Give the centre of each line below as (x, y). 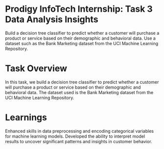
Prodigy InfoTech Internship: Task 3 (79, 9)
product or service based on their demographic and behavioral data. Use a (80, 38)
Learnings (26, 117)
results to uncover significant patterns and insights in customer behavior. (79, 141)
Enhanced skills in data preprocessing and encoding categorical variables (80, 131)
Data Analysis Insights (52, 19)
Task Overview (36, 68)
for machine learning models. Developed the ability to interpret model (75, 136)
